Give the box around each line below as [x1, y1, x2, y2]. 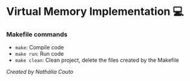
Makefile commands [6, 31, 68, 39]
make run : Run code [15, 50, 64, 58]
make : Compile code [15, 44, 64, 51]
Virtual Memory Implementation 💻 [6, 5, 184, 19]
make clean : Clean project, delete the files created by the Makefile [15, 56, 180, 64]
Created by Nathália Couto [6, 68, 74, 76]
